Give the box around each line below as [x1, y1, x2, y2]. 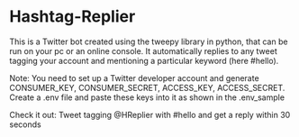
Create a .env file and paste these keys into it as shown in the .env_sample [9, 92, 285, 103]
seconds [9, 119, 42, 130]
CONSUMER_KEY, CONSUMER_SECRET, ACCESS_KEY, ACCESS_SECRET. [9, 82, 285, 93]
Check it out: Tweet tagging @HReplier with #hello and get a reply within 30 [9, 109, 291, 120]
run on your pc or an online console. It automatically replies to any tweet [9, 45, 277, 56]
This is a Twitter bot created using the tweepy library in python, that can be [9, 36, 288, 47]
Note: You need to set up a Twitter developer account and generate [9, 72, 259, 83]
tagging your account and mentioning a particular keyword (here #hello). [9, 55, 279, 66]
